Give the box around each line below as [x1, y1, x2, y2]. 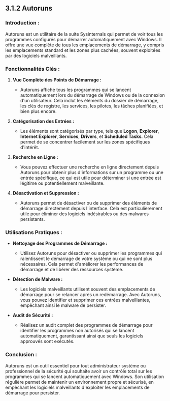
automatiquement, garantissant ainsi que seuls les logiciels [20, 333, 144, 339]
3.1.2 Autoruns [5, 4, 53, 13]
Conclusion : [5, 351, 37, 358]
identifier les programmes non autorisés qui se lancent [20, 328, 134, 334]
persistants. [20, 216, 45, 222]
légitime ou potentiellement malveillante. [20, 180, 105, 186]
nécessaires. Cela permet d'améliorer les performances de [20, 261, 144, 267]
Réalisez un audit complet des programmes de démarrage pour [20, 322, 153, 328]
